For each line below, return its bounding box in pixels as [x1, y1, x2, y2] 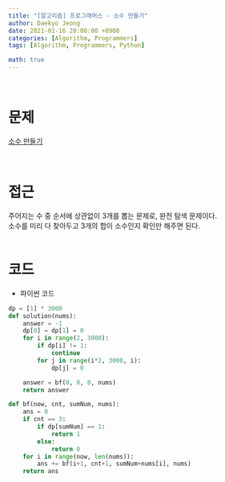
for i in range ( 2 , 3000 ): [22, 334, 110, 343]
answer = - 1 [22, 319, 62, 327]
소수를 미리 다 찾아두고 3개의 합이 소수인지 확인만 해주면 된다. [8, 221, 200, 231]
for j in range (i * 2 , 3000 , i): [37, 356, 142, 364]
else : [37, 437, 56, 445]
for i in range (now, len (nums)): [22, 452, 135, 460]
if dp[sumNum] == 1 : [37, 423, 106, 431]
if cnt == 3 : [22, 416, 66, 424]
